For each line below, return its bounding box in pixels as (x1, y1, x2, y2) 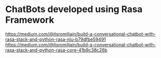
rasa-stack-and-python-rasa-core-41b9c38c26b (5, 47, 108, 53)
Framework (5, 14, 54, 26)
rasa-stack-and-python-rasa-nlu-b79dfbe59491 (5, 36, 106, 42)
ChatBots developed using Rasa (5, 4, 143, 15)
